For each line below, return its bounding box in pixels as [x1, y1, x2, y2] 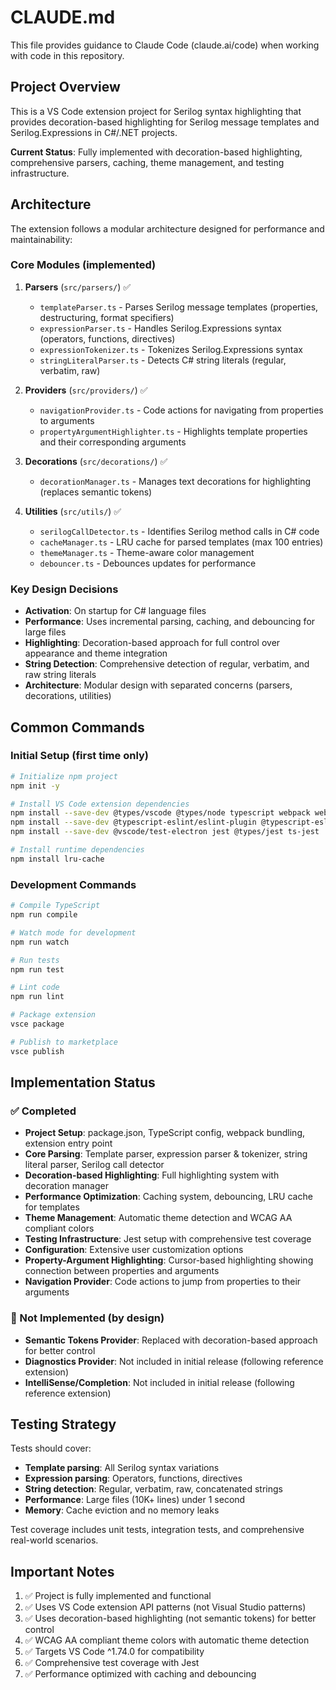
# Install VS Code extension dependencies [10, 799, 190, 809]
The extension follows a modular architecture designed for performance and [10, 222, 325, 235]
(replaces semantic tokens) [39, 486, 153, 498]
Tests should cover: [10, 1442, 92, 1455]
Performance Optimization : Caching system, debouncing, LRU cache [24, 1191, 313, 1203]
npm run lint [10, 992, 65, 1002]
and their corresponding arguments [39, 436, 187, 448]
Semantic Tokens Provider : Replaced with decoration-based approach [24, 1334, 318, 1346]
